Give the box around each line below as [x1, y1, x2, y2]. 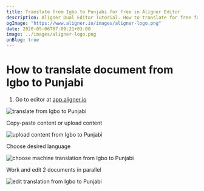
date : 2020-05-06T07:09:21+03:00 [6, 25, 91, 32]
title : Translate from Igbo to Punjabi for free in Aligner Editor [6, 8, 181, 15]
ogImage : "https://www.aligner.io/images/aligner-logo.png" [6, 20, 162, 26]
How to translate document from [6, 63, 174, 77]
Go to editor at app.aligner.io [15, 95, 87, 103]
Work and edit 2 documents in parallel [6, 166, 101, 173]
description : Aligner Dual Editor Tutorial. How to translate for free [6, 15, 191, 21]
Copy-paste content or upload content [6, 119, 103, 126]
